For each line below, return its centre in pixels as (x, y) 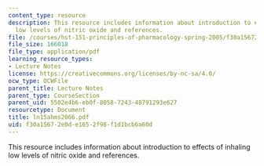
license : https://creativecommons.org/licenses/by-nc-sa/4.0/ (112, 74)
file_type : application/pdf (54, 52)
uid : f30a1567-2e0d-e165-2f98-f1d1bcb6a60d (81, 125)
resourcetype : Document (47, 110)
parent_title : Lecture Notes (56, 88)
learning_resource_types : (50, 60)
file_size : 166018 (38, 45)
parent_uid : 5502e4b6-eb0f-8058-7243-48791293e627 (93, 103)
